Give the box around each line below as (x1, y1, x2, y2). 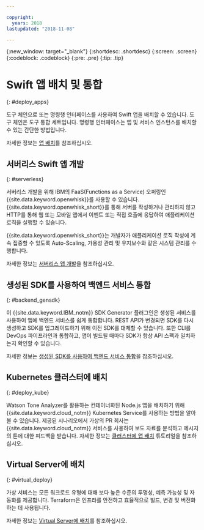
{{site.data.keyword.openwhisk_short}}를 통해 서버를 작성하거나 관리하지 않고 (6, 203, 196, 211)
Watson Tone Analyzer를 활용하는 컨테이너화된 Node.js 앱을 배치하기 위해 (6, 401, 185, 409)
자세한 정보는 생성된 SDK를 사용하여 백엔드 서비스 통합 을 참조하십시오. (6, 353, 174, 360)
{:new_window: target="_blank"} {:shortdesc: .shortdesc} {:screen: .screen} (6, 48, 197, 55)
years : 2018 (12, 20, 43, 26)
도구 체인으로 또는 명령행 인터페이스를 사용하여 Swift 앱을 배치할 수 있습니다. (6, 111, 188, 118)
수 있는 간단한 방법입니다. (6, 126, 67, 133)
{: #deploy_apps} (6, 99, 49, 106)
